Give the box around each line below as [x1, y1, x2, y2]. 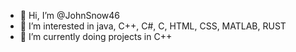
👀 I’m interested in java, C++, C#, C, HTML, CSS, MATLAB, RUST [19, 20, 287, 32]
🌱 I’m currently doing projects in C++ [19, 31, 173, 42]
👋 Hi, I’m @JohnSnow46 [19, 10, 121, 21]
